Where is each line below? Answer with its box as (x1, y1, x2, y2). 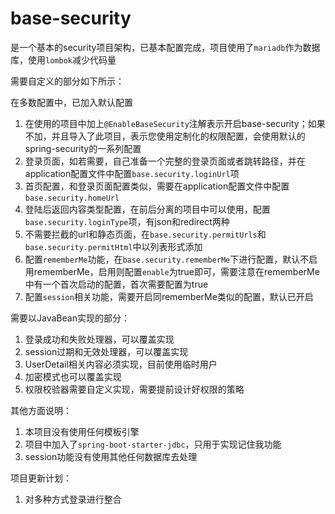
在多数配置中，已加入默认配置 (10, 96, 133, 108)
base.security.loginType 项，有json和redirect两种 (24, 215, 230, 227)
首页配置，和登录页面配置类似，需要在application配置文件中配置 (24, 180, 290, 192)
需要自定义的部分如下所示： (10, 75, 125, 87)
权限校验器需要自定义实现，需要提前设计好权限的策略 (24, 383, 245, 395)
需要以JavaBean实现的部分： (10, 312, 130, 324)
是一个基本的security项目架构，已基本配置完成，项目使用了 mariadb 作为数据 (10, 41, 321, 53)
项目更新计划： (10, 472, 72, 484)
